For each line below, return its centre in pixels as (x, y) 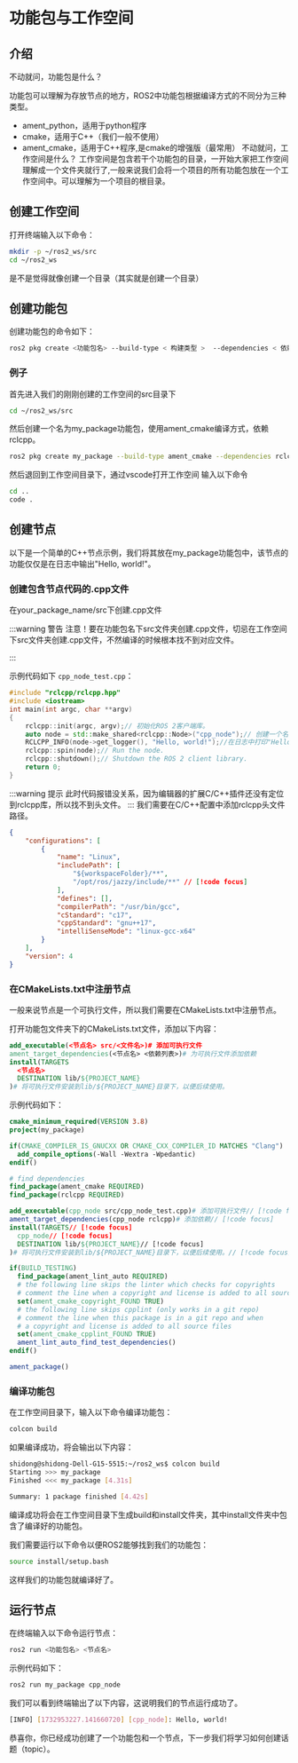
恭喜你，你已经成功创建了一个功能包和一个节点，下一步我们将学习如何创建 (145, 1737)
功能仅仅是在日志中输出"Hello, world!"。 (82, 564)
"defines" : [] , (85, 898)
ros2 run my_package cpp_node (65, 1685)
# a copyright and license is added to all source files (125, 1326)
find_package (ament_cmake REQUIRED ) (77, 1187)
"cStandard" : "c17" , (94, 915)
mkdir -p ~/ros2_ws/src (53, 251)
